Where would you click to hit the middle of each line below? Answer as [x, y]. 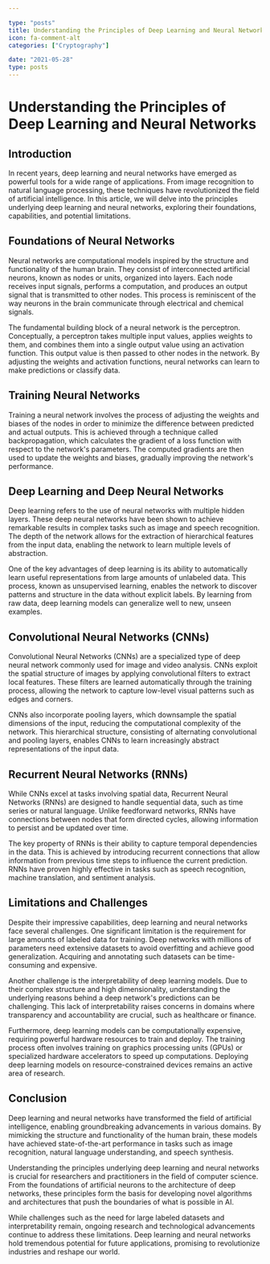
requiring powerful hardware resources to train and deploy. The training [127, 1039]
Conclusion [38, 1099]
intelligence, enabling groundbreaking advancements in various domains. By [135, 1126]
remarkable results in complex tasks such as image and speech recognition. [134, 528]
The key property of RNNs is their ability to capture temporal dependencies [133, 844]
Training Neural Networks [74, 395]
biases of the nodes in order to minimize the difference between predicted [131, 423]
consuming [27, 965]
